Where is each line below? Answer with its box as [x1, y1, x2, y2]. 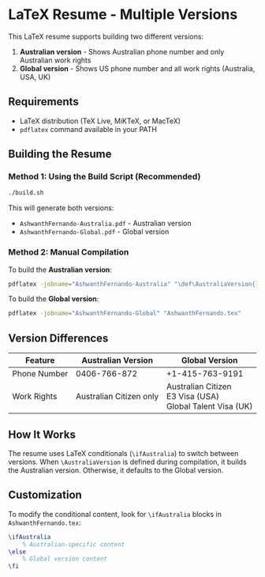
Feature [24, 355, 55, 366]
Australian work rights [19, 55, 91, 65]
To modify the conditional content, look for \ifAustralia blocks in [8, 509, 222, 519]
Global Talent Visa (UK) [166, 401, 253, 412]
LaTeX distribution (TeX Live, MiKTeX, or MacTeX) [19, 116, 181, 126]
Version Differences [8, 331, 109, 345]
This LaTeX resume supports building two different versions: [8, 32, 203, 41]
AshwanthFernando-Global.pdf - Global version [19, 227, 170, 236]
